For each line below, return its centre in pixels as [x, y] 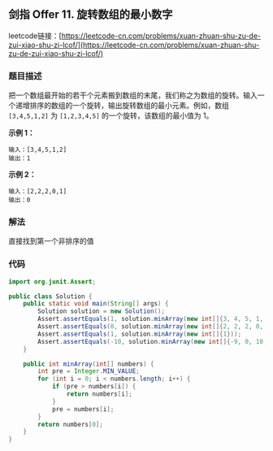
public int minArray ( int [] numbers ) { [89, 364]
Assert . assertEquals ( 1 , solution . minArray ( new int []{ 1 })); [140, 334]
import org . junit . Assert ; [52, 282]
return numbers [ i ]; [99, 394]
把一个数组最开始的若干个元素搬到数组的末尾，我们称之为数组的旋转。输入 [133, 95]
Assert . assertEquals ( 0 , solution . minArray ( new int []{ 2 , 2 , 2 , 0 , [151, 327]
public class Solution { [50, 296]
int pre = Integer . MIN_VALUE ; [89, 371]
